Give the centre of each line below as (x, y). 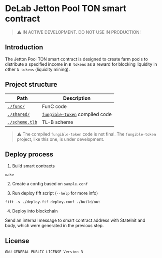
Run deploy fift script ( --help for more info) (55, 193)
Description (77, 98)
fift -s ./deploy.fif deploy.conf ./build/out (53, 202)
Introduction (24, 47)
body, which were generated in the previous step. (54, 226)
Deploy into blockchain (35, 211)
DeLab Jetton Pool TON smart (66, 8)
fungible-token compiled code (77, 114)
